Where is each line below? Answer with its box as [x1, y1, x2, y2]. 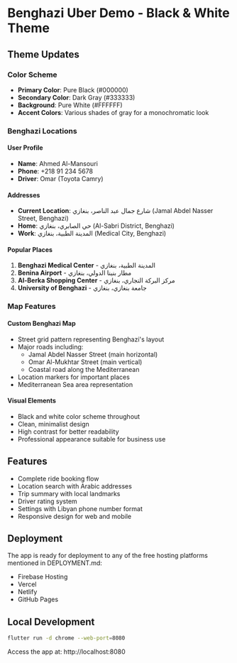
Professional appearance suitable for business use [17, 434, 166, 443]
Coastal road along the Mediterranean [28, 365, 140, 373]
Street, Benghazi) [17, 214, 69, 223]
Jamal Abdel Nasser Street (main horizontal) [28, 350, 158, 358]
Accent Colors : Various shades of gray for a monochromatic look [17, 108, 209, 116]
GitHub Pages [17, 595, 59, 604]
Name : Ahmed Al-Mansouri [17, 160, 98, 168]
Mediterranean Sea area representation [17, 380, 133, 388]
